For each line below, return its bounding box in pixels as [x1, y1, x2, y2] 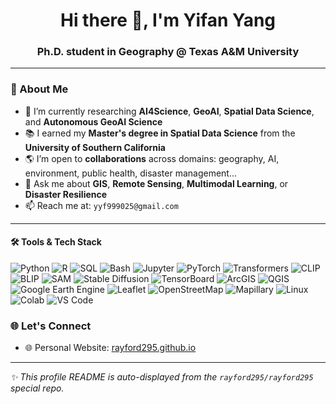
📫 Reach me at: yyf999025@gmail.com [24, 199, 179, 211]
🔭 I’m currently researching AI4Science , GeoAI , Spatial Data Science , [24, 105, 315, 117]
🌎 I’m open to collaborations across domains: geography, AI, [24, 152, 280, 164]
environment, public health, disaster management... [24, 167, 238, 179]
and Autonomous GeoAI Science [24, 115, 163, 128]
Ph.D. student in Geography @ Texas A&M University [36, 45, 300, 59]
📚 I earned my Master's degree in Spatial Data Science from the [24, 127, 296, 139]
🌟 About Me [10, 82, 69, 96]
